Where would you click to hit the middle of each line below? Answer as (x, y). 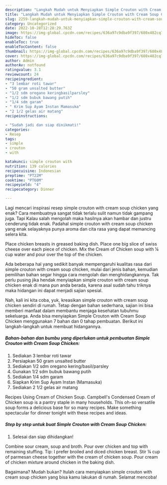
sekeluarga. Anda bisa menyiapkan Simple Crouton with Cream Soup (76, 316)
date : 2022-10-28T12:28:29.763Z (39, 28)
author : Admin (20, 61)
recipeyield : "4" (23, 185)
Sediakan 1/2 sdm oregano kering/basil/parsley (60, 366)
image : (12, 33)
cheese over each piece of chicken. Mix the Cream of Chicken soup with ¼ (82, 249)
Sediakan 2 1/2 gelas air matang (45, 387)
